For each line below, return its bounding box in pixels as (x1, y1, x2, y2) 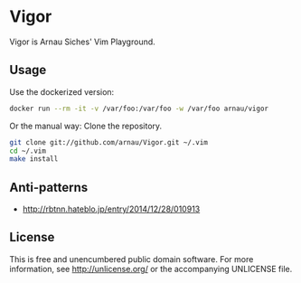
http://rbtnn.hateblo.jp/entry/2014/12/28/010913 (22, 203, 201, 214)
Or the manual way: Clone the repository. (9, 120, 163, 131)
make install (9, 155, 59, 164)
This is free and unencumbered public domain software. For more (9, 253, 254, 264)
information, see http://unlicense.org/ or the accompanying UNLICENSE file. (9, 263, 293, 274)
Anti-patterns (9, 179, 89, 195)
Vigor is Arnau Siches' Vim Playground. (9, 36, 155, 47)
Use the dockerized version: (9, 86, 115, 97)
